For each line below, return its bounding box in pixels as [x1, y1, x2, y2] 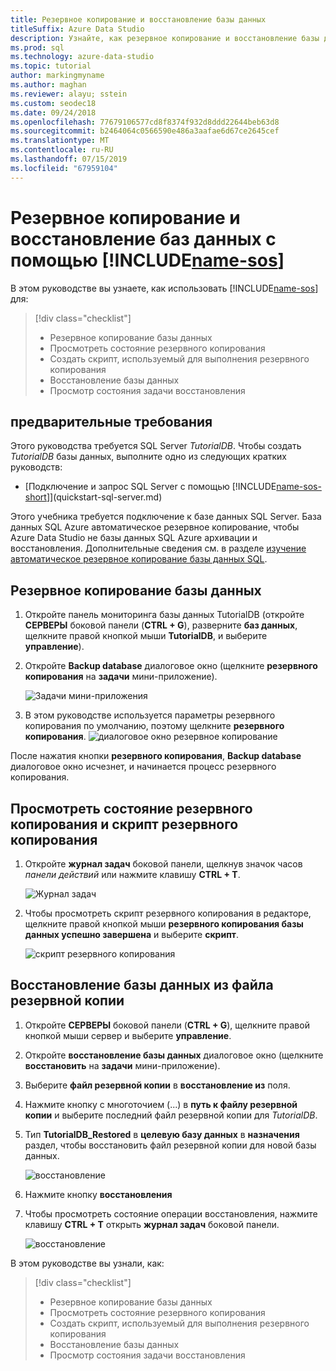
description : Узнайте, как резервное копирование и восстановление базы [10, 33, 320, 43]
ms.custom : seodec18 [10, 98, 97, 108]
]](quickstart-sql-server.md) [46, 491, 163, 503]
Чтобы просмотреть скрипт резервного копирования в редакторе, [24, 907, 312, 919]
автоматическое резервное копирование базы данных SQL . [10, 553, 268, 565]
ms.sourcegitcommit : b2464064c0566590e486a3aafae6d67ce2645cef [10, 126, 280, 136]
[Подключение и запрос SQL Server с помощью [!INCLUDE [24, 481, 277, 493]
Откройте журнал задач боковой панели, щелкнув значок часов [24, 858, 303, 870]
